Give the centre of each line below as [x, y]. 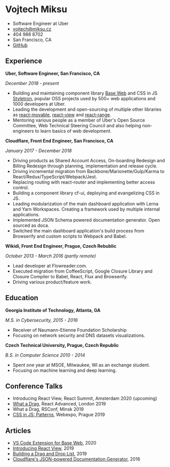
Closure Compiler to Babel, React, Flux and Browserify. [70, 276]
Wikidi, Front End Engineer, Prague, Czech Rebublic [61, 246]
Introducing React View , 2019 [43, 448]
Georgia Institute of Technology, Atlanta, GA [53, 310]
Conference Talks [34, 386]
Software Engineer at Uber [40, 23]
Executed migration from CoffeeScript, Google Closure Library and [82, 271]
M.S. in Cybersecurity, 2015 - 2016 [41, 320]
